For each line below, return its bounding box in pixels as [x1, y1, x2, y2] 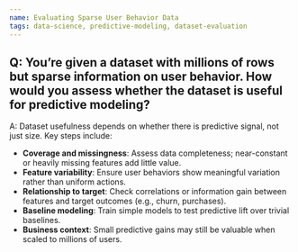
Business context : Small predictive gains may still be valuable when [22, 224, 276, 235]
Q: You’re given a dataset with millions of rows [9, 55, 275, 70]
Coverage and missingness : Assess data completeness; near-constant [22, 148, 288, 158]
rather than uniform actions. [22, 176, 126, 187]
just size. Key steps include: [9, 130, 113, 141]
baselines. [22, 215, 61, 226]
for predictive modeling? [9, 96, 150, 112]
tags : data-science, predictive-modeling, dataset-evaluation [9, 22, 248, 31]
